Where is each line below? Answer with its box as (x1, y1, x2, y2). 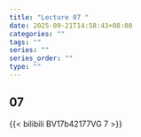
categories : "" (9, 29, 66, 38)
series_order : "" (9, 54, 74, 63)
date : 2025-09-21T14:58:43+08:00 (9, 21, 133, 30)
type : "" (9, 63, 42, 72)
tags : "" (9, 37, 42, 47)
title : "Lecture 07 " (9, 12, 90, 22)
